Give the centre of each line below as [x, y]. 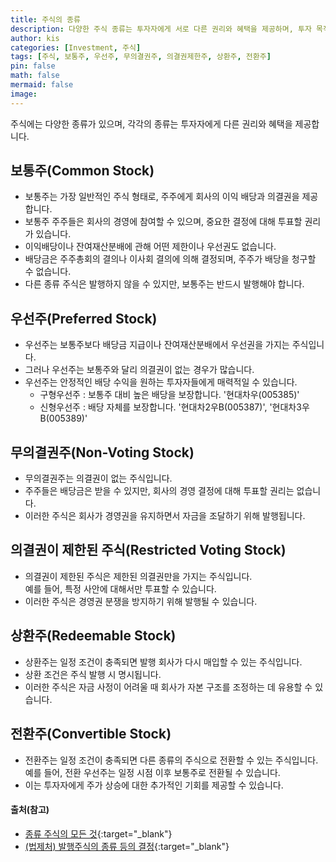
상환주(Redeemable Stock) [93, 636]
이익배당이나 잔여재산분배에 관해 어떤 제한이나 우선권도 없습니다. [150, 247]
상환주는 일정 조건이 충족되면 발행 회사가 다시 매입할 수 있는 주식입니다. [163, 662]
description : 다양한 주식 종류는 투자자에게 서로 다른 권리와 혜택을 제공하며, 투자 [161, 29]
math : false [35, 76]
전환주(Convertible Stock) [91, 734]
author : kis [35, 38]
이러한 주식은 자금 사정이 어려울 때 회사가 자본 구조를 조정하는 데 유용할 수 [168, 687]
